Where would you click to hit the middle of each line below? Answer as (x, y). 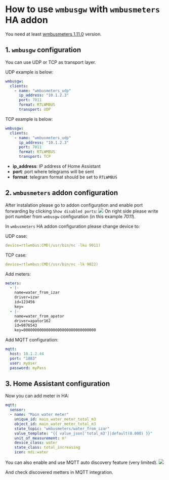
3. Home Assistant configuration (58, 384)
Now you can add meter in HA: (37, 396)
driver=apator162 (33, 321)
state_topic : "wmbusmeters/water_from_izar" (62, 428)
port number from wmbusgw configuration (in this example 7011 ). (70, 216)
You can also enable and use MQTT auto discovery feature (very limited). (81, 462)
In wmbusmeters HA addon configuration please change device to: (73, 226)
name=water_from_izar (37, 293)
